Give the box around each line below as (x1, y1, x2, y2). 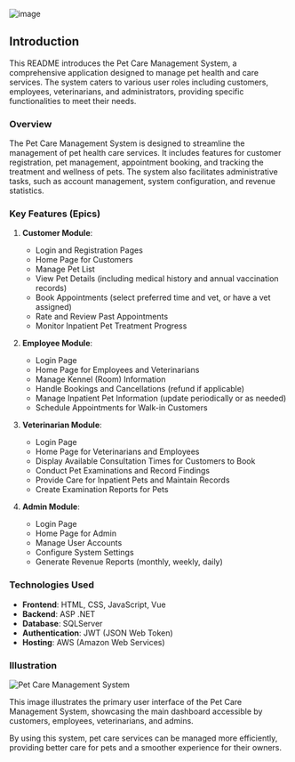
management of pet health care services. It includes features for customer (9, 148, 282, 158)
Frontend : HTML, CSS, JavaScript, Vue (21, 599, 166, 610)
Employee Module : (21, 338, 93, 349)
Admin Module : (21, 501, 80, 512)
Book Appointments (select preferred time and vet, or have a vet (35, 292, 271, 303)
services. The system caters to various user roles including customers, (9, 77, 269, 87)
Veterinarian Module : (21, 419, 102, 431)
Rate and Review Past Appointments (35, 312, 169, 322)
